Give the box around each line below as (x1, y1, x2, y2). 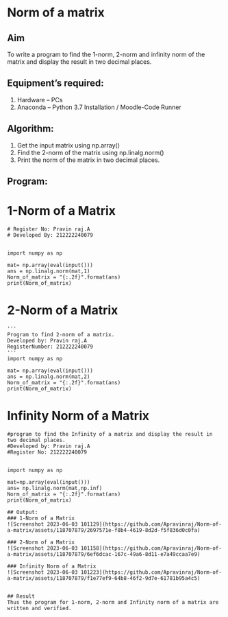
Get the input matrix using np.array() (16, 141, 121, 149)
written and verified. (7, 605, 72, 612)
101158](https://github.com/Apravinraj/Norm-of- (80, 544, 223, 552)
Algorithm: (7, 123, 54, 135)
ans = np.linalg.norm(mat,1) (7, 268, 90, 275)
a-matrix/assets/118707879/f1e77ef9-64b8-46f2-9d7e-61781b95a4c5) (7, 574, 201, 581)
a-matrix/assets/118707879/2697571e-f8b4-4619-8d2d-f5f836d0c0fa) (7, 526, 201, 533)
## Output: (7, 509, 38, 515)
